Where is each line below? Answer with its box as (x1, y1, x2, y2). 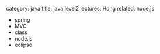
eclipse (14, 41, 32, 48)
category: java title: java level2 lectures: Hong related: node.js (6, 5, 155, 12)
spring (14, 16, 30, 23)
